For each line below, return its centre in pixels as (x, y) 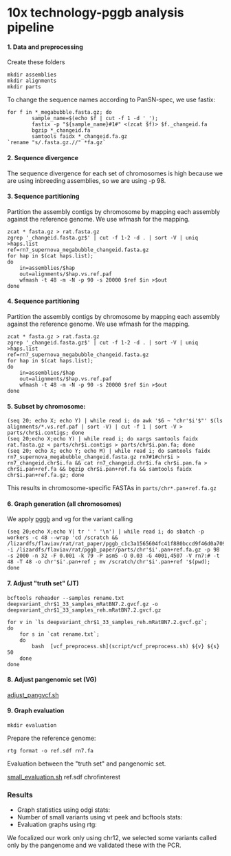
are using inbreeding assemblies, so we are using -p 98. (87, 180)
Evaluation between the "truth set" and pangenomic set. (87, 763)
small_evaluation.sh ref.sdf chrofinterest (64, 777)
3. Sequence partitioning (43, 196)
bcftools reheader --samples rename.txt (66, 598)
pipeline (31, 27)
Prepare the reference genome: (52, 738)
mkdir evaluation (32, 726)
